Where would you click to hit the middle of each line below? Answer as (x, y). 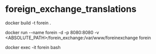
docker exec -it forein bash (33, 47)
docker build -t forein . (28, 23)
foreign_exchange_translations (71, 9)
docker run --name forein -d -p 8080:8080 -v (52, 32)
